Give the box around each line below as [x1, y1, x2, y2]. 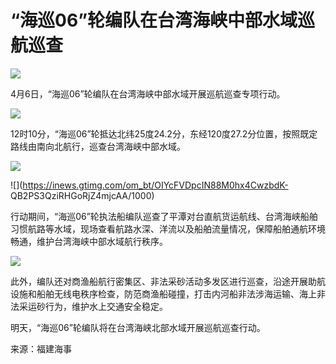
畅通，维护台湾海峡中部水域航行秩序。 [10, 235, 168, 247]
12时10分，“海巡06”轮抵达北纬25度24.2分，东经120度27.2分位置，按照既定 [10, 127, 318, 140]
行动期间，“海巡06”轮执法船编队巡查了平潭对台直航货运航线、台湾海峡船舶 [10, 210, 318, 222]
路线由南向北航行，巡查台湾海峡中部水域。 [10, 140, 186, 152]
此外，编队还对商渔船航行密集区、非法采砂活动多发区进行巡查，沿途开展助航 [10, 275, 326, 287]
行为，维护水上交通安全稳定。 [44, 300, 168, 312]
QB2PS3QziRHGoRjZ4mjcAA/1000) [10, 189, 155, 201]
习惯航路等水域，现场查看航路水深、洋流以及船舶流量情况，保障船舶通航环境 [10, 222, 326, 235]
